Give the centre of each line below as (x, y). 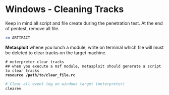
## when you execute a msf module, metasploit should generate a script (83, 66)
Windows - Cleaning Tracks (65, 9)
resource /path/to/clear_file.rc (40, 75)
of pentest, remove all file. (32, 28)
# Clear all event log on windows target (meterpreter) (65, 84)
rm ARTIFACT (18, 38)
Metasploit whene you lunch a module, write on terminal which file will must (84, 47)
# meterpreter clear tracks (35, 62)
